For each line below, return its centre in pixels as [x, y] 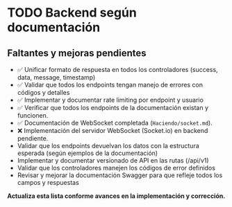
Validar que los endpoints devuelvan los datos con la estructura [108, 146]
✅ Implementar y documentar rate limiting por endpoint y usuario [110, 100]
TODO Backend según [72, 13]
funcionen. [33, 115]
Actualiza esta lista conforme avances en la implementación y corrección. [116, 196]
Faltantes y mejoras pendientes [77, 53]
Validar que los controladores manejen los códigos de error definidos [116, 168]
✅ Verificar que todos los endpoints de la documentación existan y [113, 108]
